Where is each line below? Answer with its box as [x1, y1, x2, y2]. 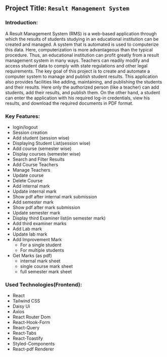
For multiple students [20, 247, 65, 253]
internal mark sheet [20, 258, 61, 264]
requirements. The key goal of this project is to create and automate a [5, 68, 150, 74]
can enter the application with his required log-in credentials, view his [5, 95, 150, 101]
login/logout [12, 124, 38, 130]
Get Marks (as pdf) [12, 252, 52, 258]
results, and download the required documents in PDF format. [5, 100, 134, 106]
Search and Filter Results [12, 156, 65, 162]
